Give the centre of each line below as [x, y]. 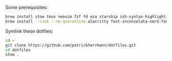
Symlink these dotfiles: [29, 31]
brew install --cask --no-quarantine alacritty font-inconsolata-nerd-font [88, 21]
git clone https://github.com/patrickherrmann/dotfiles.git [71, 45]
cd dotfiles [18, 50]
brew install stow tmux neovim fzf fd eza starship [61, 17]
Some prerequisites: [26, 7]
